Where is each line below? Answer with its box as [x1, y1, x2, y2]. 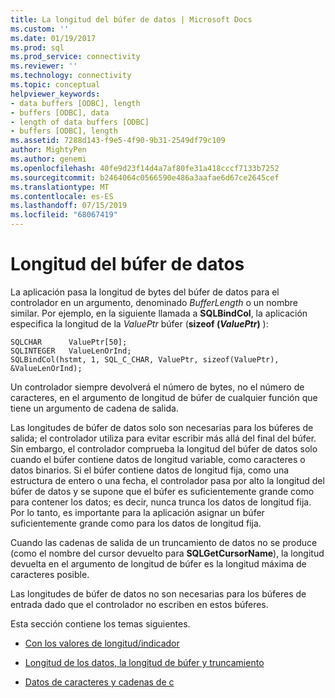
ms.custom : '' [10, 24, 70, 34]
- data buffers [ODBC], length [10, 98, 141, 108]
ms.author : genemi [10, 154, 87, 164]
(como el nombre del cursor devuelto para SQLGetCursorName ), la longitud [10, 547, 325, 559]
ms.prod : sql [10, 42, 65, 53]
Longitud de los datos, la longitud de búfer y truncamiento [24, 656, 265, 668]
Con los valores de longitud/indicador [24, 637, 180, 649]
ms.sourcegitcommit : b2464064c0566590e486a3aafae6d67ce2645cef [10, 172, 280, 183]
